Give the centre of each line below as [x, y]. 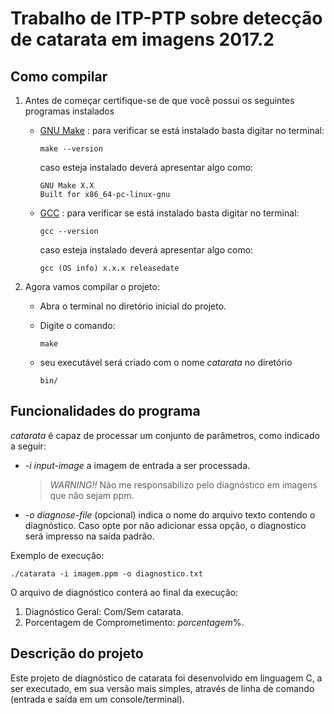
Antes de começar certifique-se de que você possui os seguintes [159, 100]
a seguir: [28, 446]
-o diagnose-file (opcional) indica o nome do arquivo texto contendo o [170, 514]
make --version [71, 149]
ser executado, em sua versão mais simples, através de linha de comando [162, 688]
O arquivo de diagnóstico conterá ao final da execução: [124, 592]
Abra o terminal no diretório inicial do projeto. [133, 306]
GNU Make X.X [67, 186]
